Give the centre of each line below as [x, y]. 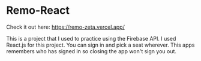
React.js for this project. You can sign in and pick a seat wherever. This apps [100, 45]
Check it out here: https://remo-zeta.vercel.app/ [65, 27]
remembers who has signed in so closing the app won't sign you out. [91, 51]
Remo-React [38, 10]
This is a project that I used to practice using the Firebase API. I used [91, 38]
